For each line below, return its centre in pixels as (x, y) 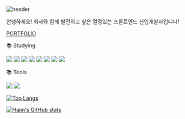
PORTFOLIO (21, 33)
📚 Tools (17, 72)
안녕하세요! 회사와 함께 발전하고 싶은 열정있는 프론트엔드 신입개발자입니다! (93, 22)
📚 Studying (21, 45)
